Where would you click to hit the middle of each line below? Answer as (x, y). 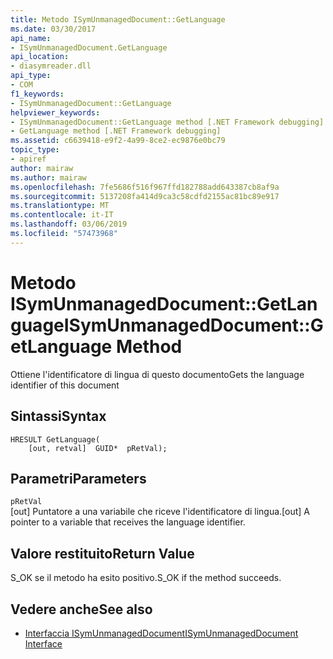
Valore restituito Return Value (102, 553)
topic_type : (35, 150)
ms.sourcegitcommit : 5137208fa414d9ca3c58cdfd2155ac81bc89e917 (145, 196)
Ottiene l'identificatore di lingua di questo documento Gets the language (157, 374)
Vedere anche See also (81, 609)
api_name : (31, 38)
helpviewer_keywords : (55, 112)
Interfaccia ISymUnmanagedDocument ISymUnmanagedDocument (161, 633)
